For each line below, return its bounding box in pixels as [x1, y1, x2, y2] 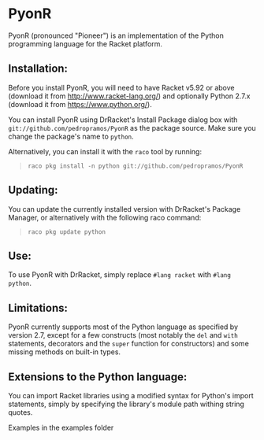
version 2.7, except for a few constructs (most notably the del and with [8, 331, 238, 340]
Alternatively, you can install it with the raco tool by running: [8, 146, 203, 156]
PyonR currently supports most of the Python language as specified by [8, 322, 239, 331]
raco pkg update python [27, 227, 106, 236]
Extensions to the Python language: [8, 370, 188, 383]
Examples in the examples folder [8, 423, 114, 432]
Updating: [8, 183, 58, 197]
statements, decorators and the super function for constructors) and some [8, 339, 250, 349]
